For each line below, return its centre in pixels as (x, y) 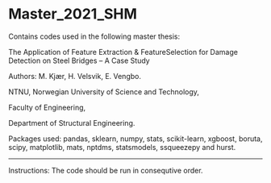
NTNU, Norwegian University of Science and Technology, (104, 91)
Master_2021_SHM (73, 14)
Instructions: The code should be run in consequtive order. (106, 170)
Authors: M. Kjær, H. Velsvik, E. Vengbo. (75, 76)
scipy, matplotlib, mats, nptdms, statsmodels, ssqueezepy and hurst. (122, 147)
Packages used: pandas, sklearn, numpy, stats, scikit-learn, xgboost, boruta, (135, 139)
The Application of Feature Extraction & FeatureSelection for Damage (123, 52)
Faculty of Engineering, (47, 107)
